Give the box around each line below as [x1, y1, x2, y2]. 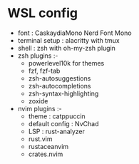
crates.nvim [28, 150, 63, 158]
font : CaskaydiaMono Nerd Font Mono [17, 29, 132, 37]
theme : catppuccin [28, 112, 86, 121]
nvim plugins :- [17, 104, 62, 113]
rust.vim [28, 134, 53, 143]
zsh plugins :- [17, 51, 58, 60]
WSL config [7, 5, 78, 21]
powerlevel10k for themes [28, 58, 105, 67]
